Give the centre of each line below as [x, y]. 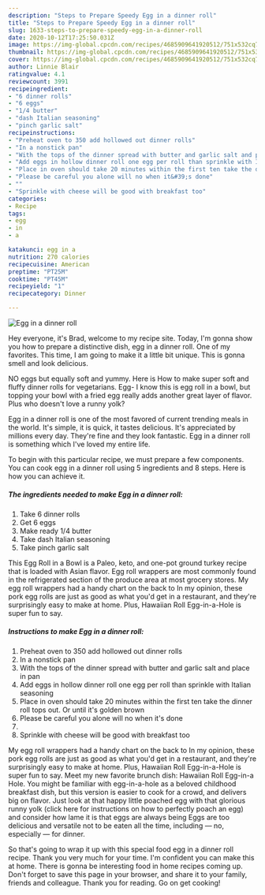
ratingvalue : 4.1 [37, 74]
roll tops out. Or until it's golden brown [82, 710]
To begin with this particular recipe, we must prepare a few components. [126, 459]
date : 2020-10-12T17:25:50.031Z [61, 37]
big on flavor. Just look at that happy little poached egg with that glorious [127, 800]
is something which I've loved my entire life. [79, 444]
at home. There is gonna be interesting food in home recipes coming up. [125, 866]
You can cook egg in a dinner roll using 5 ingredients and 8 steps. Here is [127, 468]
